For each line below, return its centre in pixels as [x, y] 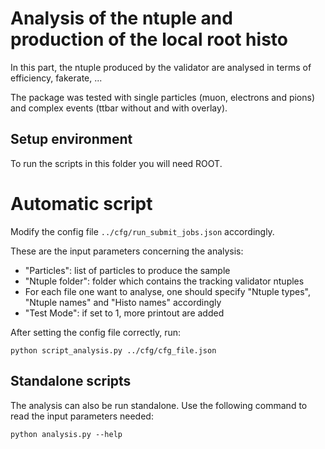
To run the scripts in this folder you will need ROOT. [116, 163]
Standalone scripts [71, 381]
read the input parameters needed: [82, 416]
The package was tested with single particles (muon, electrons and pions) [163, 97]
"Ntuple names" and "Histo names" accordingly [123, 302]
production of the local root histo [149, 39]
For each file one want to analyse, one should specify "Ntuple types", [167, 291]
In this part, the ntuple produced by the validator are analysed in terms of [161, 67]
